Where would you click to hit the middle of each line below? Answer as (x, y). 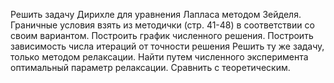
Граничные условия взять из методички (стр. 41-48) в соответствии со (162, 25)
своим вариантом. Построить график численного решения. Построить (162, 35)
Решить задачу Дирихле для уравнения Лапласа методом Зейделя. (156, 14)
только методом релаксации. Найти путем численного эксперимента (159, 57)
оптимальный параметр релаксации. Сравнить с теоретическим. (150, 67)
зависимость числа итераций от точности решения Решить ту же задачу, (167, 46)
